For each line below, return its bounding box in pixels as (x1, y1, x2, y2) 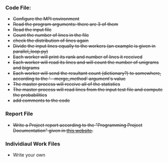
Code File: (5, 4, 31, 11)
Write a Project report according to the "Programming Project (12, 122, 143, 128)
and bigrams (12, 65, 40, 71)
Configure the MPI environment (12, 16, 80, 22)
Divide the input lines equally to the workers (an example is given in (12, 43, 156, 49)
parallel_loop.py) (12, 48, 48, 55)
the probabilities (12, 92, 47, 98)
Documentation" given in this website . (12, 127, 94, 133)
